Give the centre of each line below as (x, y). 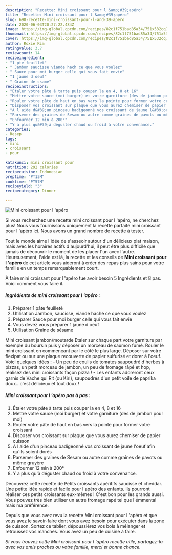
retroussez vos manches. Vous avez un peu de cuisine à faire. (71, 531)
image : (12, 29)
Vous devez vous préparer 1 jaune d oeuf (56, 324)
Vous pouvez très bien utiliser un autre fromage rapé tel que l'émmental (81, 500)
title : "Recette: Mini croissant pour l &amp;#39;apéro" (67, 15)
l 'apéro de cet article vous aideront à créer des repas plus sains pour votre (85, 263)
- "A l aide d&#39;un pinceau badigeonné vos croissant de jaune (76, 110)
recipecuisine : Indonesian (34, 172)
